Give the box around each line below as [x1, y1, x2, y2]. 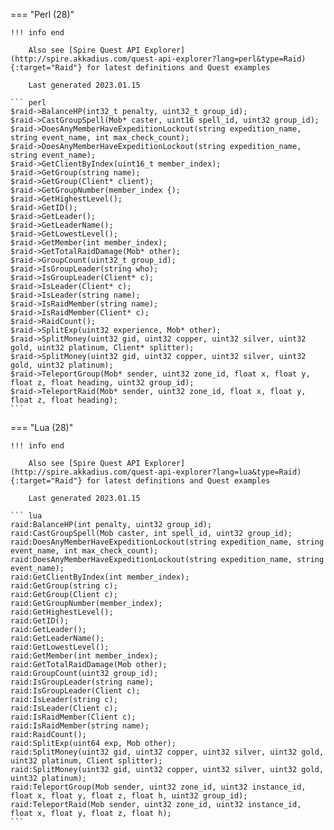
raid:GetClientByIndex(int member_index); [10, 572, 190, 582]
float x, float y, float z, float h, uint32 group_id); [10, 791, 248, 801]
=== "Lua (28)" [10, 422, 74, 433]
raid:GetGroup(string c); [10, 581, 118, 591]
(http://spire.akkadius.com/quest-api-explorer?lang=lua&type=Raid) [10, 467, 302, 477]
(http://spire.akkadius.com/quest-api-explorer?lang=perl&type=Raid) [10, 54, 307, 64]
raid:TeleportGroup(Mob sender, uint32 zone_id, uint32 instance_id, [10, 782, 307, 792]
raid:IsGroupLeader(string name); [10, 677, 155, 687]
